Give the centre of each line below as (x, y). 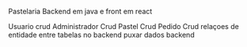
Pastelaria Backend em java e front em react (80, 11)
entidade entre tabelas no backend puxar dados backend (102, 35)
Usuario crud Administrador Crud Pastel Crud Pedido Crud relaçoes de (123, 26)
